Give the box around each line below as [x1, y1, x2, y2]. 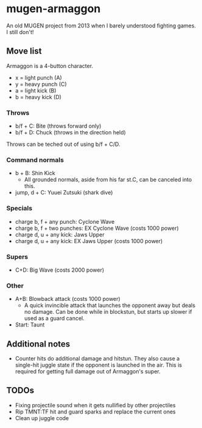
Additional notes [6, 339, 71, 349]
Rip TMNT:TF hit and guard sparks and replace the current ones [15, 408, 176, 415]
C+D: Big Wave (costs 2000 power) [15, 266, 105, 274]
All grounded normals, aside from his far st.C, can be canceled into [24, 176, 192, 184]
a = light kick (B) [15, 87, 57, 94]
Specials [6, 204, 32, 213]
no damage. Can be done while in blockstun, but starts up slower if [24, 308, 192, 316]
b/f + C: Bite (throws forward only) [15, 122, 102, 129]
